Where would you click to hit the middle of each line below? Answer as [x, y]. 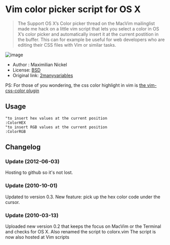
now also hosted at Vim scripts [37, 237]
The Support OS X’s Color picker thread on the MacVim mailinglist [86, 23]
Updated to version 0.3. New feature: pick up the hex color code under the [83, 197]
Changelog [23, 147]
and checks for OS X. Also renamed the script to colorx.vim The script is [80, 232]
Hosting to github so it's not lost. [39, 172]
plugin [33, 90]
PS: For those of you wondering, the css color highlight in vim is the [76, 85]
